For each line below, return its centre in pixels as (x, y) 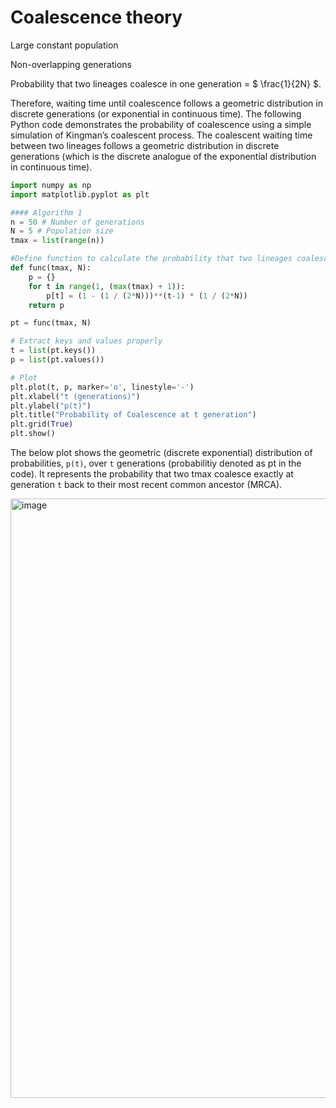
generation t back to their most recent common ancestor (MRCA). (146, 485)
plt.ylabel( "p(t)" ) (51, 406)
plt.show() (33, 434)
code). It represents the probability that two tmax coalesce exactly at (152, 474)
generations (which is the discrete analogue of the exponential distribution (163, 156)
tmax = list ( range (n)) (57, 241)
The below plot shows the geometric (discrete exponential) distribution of (161, 453)
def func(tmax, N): (51, 268)
